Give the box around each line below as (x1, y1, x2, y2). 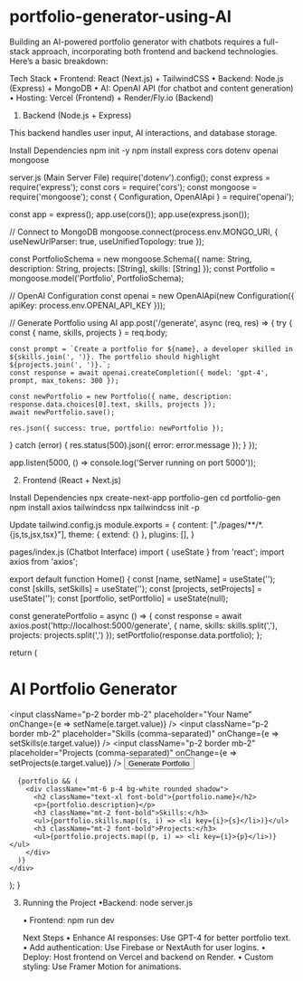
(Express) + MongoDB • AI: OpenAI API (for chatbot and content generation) (9, 82, 294, 93)
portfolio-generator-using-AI (9, 6, 232, 27)
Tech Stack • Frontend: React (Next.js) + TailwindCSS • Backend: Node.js (9, 72, 284, 83)
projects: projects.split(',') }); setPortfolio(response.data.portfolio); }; (9, 629, 262, 640)
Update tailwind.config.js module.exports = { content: (9, 519, 209, 530)
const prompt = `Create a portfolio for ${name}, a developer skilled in (9, 344, 294, 354)
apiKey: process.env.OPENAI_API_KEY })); (9, 300, 166, 310)
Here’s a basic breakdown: (9, 55, 109, 66)
